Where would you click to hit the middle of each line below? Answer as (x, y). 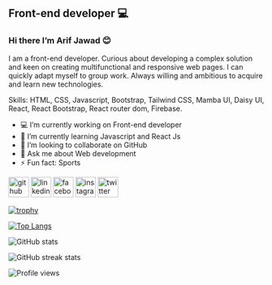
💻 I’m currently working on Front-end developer (101, 125)
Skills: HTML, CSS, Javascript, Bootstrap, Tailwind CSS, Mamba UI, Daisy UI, (136, 100)
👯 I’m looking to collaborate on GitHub (84, 145)
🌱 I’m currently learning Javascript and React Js (100, 136)
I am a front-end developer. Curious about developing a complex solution (131, 58)
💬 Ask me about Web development (78, 153)
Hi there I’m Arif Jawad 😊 (60, 40)
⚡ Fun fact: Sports (50, 162)
